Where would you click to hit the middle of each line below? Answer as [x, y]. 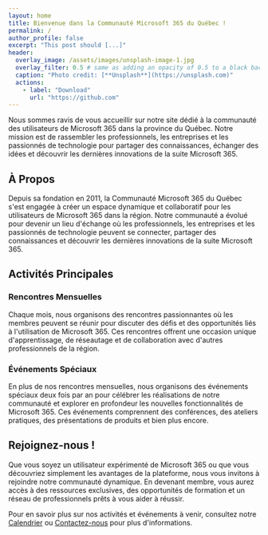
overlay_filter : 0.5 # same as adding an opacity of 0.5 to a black [132, 68]
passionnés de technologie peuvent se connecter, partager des [112, 232]
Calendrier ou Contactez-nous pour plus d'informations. [100, 522]
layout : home [30, 16]
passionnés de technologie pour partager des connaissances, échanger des [134, 145]
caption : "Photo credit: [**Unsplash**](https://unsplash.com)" [124, 75]
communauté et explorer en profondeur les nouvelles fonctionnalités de [126, 403]
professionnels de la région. [54, 348]
